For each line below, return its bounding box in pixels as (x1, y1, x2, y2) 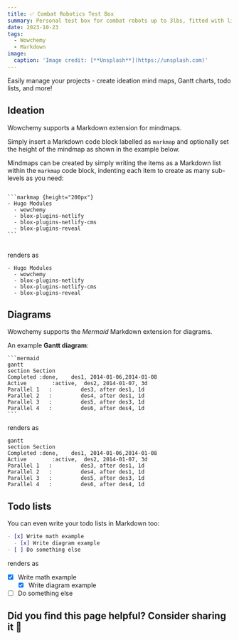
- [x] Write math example (7, 533, 84, 540)
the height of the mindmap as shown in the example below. (7, 145, 180, 153)
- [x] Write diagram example (14, 540, 100, 547)
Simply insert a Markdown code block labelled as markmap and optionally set (7, 137, 229, 146)
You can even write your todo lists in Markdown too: (7, 519, 160, 528)
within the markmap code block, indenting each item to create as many (7, 166, 211, 174)
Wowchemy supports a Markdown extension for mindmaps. (7, 123, 182, 132)
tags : (7, 30, 23, 38)
